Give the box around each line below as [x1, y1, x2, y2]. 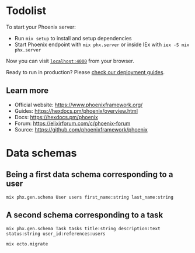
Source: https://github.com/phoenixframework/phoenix [14, 126, 148, 133]
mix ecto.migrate [6, 241, 48, 247]
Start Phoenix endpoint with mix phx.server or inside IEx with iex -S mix [14, 41, 190, 48]
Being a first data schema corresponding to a [6, 169, 173, 179]
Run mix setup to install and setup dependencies [14, 34, 132, 41]
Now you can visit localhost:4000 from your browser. [6, 57, 134, 64]
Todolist [6, 4, 47, 18]
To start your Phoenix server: [6, 23, 76, 30]
